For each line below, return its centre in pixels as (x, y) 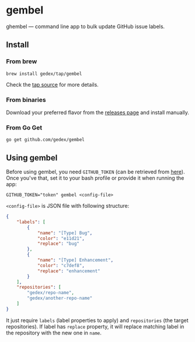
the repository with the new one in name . (54, 333)
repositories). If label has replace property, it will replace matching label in (95, 326)
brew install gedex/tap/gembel (44, 74)
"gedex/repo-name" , (51, 293)
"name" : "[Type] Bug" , (65, 233)
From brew (22, 61)
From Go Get (24, 128)
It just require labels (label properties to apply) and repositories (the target (97, 320)
